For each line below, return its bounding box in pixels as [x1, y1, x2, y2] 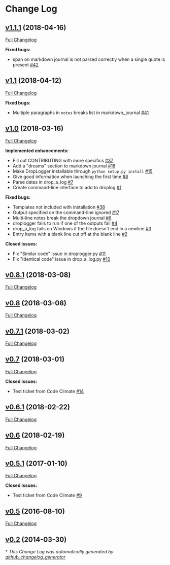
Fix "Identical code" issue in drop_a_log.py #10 [12, 256, 111, 262]
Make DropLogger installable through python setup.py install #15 [12, 168, 153, 174]
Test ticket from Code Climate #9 [12, 492, 82, 499]
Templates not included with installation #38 [12, 204, 106, 210]
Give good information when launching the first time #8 [12, 173, 128, 180]
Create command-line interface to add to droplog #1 [12, 184, 122, 190]
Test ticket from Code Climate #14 [12, 388, 84, 394]
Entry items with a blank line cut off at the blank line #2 [12, 231, 128, 237]
